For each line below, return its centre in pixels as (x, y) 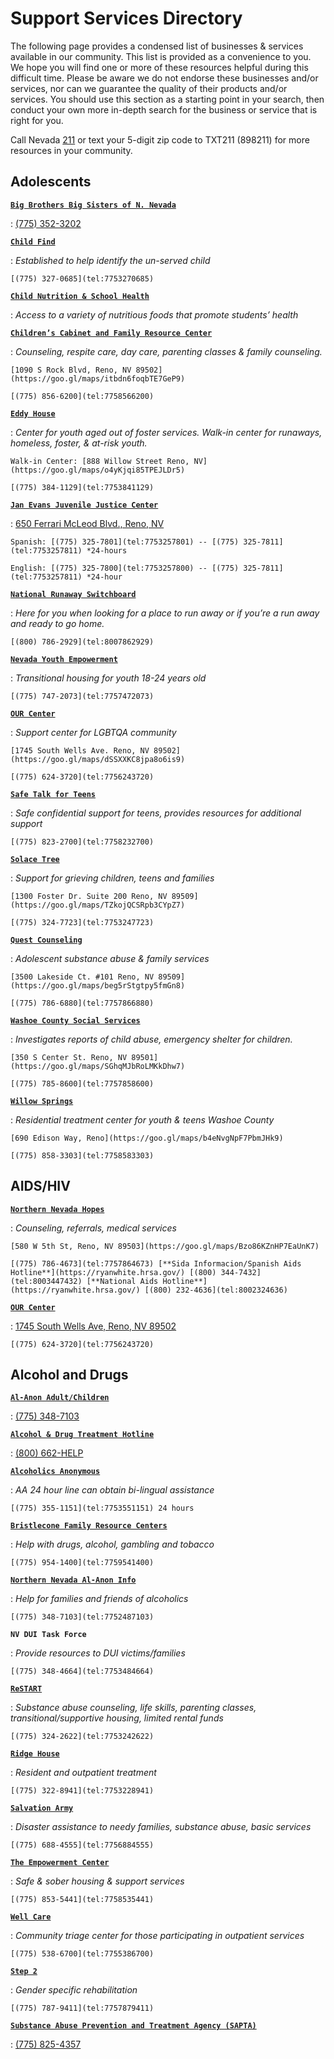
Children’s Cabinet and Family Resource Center (111, 333)
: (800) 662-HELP (47, 1453)
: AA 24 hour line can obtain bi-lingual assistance (112, 1490)
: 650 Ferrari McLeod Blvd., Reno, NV (87, 523)
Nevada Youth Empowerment (64, 659)
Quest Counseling (46, 940)
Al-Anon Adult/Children (60, 1398)
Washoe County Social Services (75, 1020)
